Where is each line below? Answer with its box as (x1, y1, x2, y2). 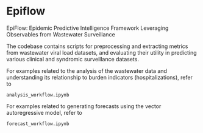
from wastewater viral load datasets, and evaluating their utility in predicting (6, 49, 197, 56)
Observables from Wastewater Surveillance (6, 30, 116, 38)
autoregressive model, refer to (6, 109, 82, 116)
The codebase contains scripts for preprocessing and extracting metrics (6, 43, 188, 50)
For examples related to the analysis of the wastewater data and (6, 67, 168, 74)
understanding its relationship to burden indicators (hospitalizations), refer (6, 73, 193, 81)
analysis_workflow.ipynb (6, 92, 69, 98)
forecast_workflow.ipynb (6, 120, 69, 127)
